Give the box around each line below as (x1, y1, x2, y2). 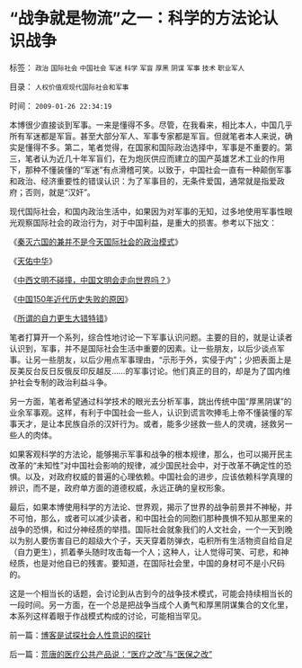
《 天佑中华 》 (9, 255, 57, 266)
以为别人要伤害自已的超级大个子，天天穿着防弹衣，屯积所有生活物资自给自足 (9, 535, 293, 546)
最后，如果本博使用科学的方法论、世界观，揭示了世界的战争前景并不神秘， (9, 501, 285, 512)
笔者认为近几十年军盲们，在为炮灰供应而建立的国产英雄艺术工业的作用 (24, 153, 285, 164)
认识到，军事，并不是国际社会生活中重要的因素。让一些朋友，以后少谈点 (9, 343, 277, 353)
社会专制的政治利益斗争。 (16, 377, 112, 387)
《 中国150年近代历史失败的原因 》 (9, 293, 133, 304)
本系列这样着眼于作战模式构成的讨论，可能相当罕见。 (9, 610, 207, 621)
